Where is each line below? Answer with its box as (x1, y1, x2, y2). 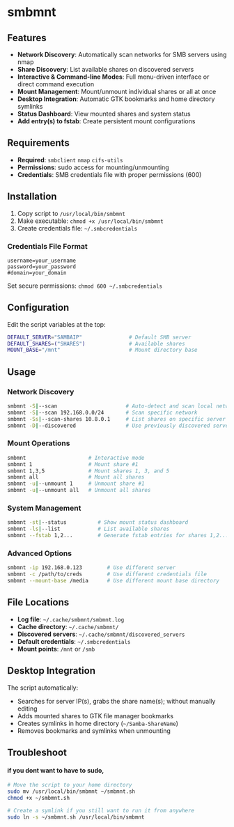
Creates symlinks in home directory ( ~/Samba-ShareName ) (17, 719, 179, 727)
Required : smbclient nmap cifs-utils (17, 155, 123, 164)
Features (7, 32, 47, 44)
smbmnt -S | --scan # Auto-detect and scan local (7, 403, 214, 410)
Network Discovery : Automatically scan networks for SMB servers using (17, 50, 227, 59)
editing (17, 704, 38, 713)
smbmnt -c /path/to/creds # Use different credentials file (7, 571, 208, 578)
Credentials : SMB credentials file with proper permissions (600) (17, 170, 202, 178)
